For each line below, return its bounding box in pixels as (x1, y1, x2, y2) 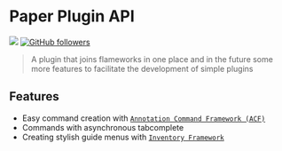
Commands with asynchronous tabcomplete (21, 122, 184, 132)
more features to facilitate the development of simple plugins (30, 63, 254, 74)
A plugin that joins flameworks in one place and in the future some (30, 53, 273, 64)
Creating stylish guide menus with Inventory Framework (21, 131, 224, 142)
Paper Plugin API (9, 6, 135, 27)
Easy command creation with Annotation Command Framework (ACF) (21, 113, 266, 123)
